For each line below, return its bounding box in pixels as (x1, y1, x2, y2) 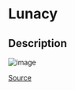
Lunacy (8, 5, 58, 23)
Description (8, 37, 67, 50)
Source (8, 73, 32, 82)
